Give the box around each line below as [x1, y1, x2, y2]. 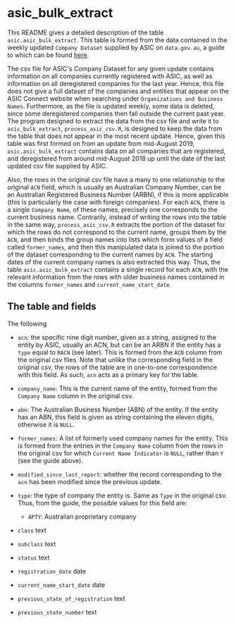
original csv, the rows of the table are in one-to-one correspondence [17, 363, 217, 371]
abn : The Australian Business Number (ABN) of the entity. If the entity [17, 405, 218, 414]
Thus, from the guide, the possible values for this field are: [17, 498, 188, 507]
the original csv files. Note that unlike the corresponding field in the [17, 355, 213, 364]
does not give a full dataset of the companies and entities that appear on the [7, 87, 229, 95]
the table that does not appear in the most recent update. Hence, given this [7, 132, 225, 140]
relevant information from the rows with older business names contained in [7, 273, 225, 281]
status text [17, 553, 50, 562]
